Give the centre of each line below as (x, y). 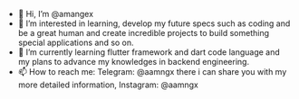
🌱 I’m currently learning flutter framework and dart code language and (149, 52)
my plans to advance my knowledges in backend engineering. (134, 62)
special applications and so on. (76, 42)
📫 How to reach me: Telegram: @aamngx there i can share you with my (152, 72)
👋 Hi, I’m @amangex (55, 14)
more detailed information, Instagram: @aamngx (108, 85)
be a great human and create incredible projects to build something (144, 33)
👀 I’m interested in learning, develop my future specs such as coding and (154, 23)
